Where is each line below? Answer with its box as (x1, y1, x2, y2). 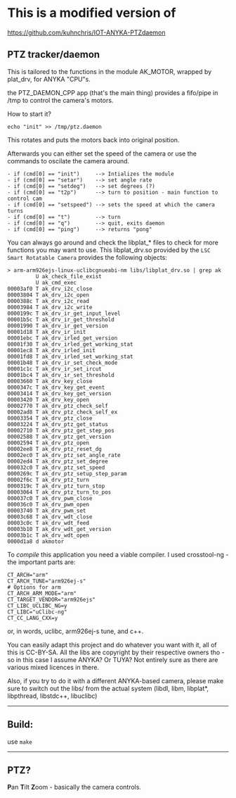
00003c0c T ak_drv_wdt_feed (7, 519, 90, 526)
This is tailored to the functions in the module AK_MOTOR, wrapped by (7, 67, 212, 75)
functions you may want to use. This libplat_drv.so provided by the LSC (7, 245, 211, 254)
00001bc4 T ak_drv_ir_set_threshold (7, 371, 114, 378)
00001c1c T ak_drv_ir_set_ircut (7, 365, 102, 373)
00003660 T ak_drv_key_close (7, 378, 93, 385)
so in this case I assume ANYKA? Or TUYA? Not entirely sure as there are (7, 655, 218, 663)
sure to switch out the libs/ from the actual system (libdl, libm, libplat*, (7, 684, 209, 692)
